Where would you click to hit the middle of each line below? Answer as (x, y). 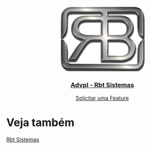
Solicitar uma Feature (102, 98)
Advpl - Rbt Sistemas (102, 85)
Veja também (40, 123)
